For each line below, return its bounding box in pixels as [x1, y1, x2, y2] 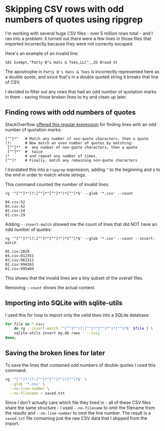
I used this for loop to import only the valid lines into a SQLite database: [5, 312, 150, 318]
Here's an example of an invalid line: [5, 50, 79, 56]
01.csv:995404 [5, 266, 34, 271]
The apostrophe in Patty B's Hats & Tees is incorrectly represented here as [5, 68, 160, 75]
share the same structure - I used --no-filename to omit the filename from [5, 405, 155, 411]
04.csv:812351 [5, 253, 34, 258]
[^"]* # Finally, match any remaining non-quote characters [5, 158, 138, 163]
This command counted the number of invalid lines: [5, 181, 109, 187]
